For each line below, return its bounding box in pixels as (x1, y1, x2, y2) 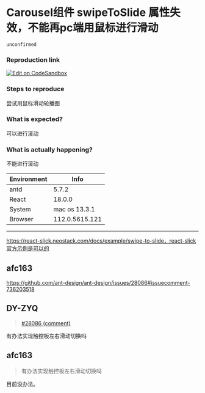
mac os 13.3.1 (53, 205, 96, 214)
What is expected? (6, 115, 63, 123)
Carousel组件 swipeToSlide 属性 (6, 6, 170, 20)
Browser (9, 215, 34, 224)
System (9, 205, 32, 214)
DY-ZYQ (6, 303, 38, 314)
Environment (9, 175, 48, 183)
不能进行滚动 (6, 160, 38, 167)
